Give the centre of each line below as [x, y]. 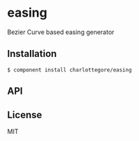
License [25, 115]
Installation [32, 54]
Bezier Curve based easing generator [61, 32]
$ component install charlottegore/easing [69, 70]
